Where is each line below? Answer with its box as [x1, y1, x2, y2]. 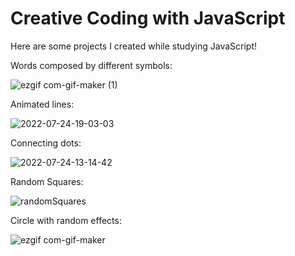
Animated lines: [10, 98, 75, 110]
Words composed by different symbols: [10, 59, 173, 71]
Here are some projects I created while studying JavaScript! [10, 40, 258, 52]
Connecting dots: [10, 137, 82, 149]
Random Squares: [10, 175, 84, 187]
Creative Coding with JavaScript [10, 7, 286, 30]
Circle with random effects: [10, 214, 122, 226]
